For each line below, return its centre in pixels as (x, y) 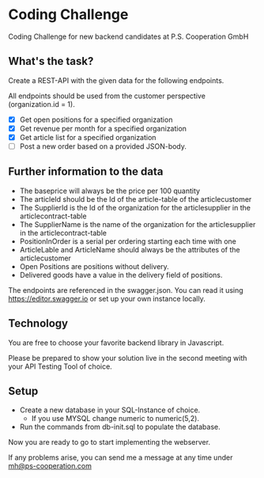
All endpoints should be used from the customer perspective (107, 96)
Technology (38, 323)
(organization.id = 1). (41, 104)
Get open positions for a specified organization (96, 119)
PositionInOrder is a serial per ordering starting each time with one (128, 241)
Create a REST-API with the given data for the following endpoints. (116, 80)
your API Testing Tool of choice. (60, 366)
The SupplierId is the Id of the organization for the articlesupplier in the (135, 207)
